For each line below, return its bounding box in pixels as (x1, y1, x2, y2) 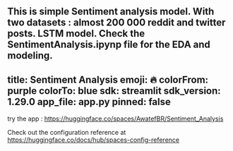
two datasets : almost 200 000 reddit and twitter (7, 17, 226, 29)
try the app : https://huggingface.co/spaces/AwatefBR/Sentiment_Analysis (7, 114, 224, 123)
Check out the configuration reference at (7, 128, 126, 137)
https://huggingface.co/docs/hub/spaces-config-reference (7, 135, 180, 144)
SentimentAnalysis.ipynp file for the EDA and (7, 39, 210, 51)
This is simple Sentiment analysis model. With (7, 6, 215, 18)
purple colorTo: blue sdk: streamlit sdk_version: (7, 85, 221, 97)
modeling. (7, 49, 53, 62)
